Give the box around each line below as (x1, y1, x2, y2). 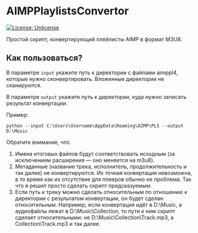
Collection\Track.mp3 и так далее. (14, 220, 101, 227)
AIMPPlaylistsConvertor (6, 4, 129, 18)
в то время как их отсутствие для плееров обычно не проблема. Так (14, 175, 192, 183)
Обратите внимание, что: (6, 138, 71, 146)
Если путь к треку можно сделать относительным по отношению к (14, 188, 188, 195)
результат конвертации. (6, 99, 68, 107)
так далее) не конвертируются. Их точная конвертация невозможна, (14, 169, 193, 176)
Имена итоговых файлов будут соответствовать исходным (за (14, 150, 175, 157)
